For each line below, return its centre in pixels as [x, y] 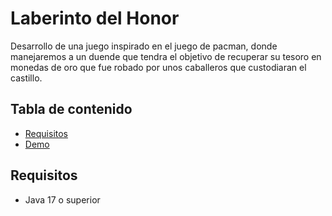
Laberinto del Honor [95, 18]
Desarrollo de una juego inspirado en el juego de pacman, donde [144, 46]
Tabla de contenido [71, 109]
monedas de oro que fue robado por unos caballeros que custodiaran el [158, 67]
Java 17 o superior [62, 199]
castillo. [26, 78]
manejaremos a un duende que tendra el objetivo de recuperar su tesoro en [166, 56]
